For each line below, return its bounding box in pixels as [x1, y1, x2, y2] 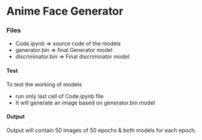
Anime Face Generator [6, 4, 124, 18]
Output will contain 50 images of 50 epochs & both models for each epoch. [6, 127, 196, 134]
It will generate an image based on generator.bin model [15, 99, 155, 106]
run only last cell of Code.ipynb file [15, 92, 104, 100]
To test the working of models [6, 81, 82, 88]
